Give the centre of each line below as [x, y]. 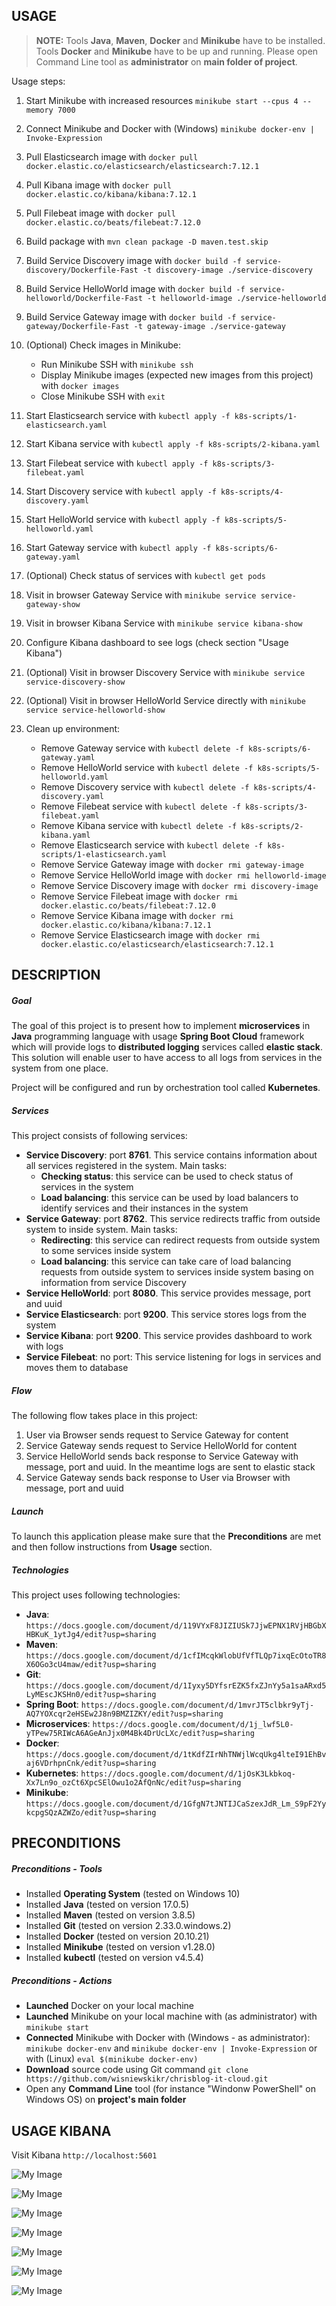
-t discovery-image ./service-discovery [227, 270]
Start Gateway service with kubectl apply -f [118, 547]
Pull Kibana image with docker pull [98, 185]
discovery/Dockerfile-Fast [82, 270]
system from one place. [60, 1068]
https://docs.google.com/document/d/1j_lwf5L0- [193, 1725]
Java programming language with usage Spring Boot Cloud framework [158, 1036]
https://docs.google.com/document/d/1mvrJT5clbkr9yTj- [197, 1705]
